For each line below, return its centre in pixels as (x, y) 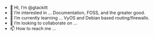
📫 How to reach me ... (33, 28)
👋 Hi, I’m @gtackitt (29, 8)
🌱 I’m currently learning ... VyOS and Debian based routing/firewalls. (80, 18)
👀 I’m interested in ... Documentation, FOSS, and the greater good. (77, 13)
